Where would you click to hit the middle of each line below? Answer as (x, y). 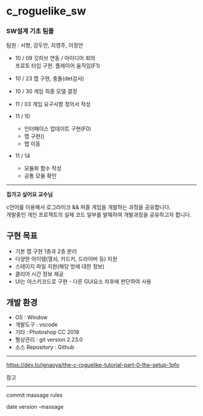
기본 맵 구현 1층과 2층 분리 (46, 251)
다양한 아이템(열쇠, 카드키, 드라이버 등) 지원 (66, 259)
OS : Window (31, 318)
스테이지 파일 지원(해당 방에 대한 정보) (60, 266)
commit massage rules (34, 395)
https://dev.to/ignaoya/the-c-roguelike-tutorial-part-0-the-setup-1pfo (93, 365)
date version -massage (35, 407)
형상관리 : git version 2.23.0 (49, 340)
